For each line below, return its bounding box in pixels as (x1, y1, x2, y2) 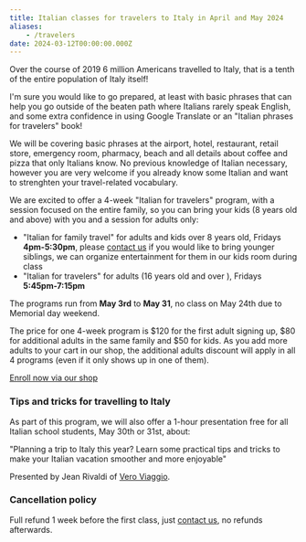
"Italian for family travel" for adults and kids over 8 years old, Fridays (22, 232, 281, 243)
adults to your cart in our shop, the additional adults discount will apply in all (9, 345, 296, 356)
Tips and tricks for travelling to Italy (9, 395, 171, 408)
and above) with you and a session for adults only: (9, 214, 199, 225)
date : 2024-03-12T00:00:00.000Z (9, 38, 132, 48)
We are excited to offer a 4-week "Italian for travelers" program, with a (9, 195, 275, 206)
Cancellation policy (9, 494, 98, 506)
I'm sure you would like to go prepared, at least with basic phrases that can (9, 91, 292, 102)
